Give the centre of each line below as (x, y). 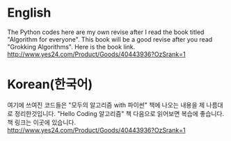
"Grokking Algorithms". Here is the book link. (71, 47)
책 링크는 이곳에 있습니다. (42, 122)
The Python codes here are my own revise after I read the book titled (106, 32)
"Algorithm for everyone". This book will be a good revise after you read (110, 39)
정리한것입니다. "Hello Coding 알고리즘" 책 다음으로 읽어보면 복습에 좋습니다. (119, 113)
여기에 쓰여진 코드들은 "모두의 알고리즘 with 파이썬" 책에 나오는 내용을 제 (106, 105)
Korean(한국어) (50, 84)
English (29, 13)
